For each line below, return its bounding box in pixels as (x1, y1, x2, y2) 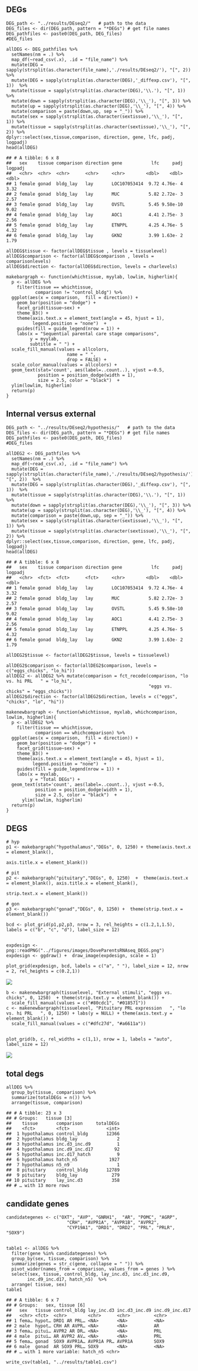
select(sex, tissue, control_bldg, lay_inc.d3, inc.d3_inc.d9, (11, 1271, 170, 1278)
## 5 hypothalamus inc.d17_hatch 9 (6, 1152, 120, 1158)
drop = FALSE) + (67, 356, 107, 362)
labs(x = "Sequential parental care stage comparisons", (16, 330, 160, 336)
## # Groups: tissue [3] (6, 1116, 72, 1122)
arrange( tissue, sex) (11, 1282, 67, 1288)
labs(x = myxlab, (16, 771, 60, 777)
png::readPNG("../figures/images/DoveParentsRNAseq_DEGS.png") (6, 948, 165, 954)
